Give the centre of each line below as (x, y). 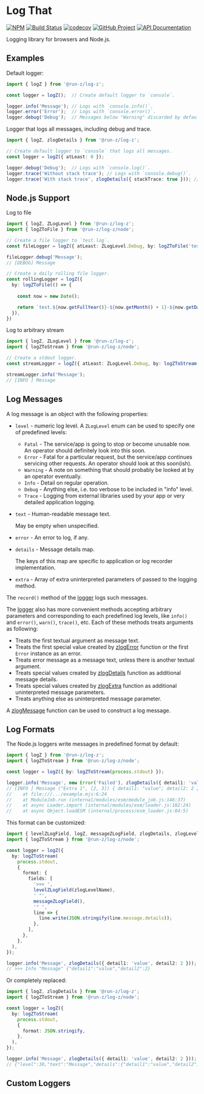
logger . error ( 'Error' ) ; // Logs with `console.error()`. (81, 112)
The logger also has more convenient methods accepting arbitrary (89, 609)
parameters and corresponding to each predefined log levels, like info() (97, 615)
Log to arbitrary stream (35, 330)
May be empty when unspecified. (57, 525)
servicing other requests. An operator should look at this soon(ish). (108, 463)
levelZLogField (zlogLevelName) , (74, 890)
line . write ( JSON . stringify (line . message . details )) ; (105, 918)
